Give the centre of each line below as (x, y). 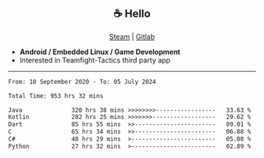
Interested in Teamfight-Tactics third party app (95, 60)
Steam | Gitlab (132, 36)
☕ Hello (132, 14)
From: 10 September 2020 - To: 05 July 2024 (82, 81)
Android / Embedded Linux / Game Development (100, 52)
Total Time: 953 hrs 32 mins (56, 96)
